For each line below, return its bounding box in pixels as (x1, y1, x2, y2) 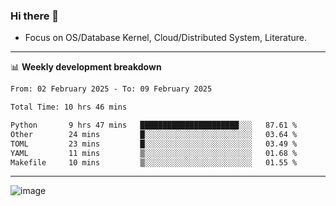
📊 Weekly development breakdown (10, 61, 162, 73)
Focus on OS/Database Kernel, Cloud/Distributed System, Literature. (24, 32, 308, 44)
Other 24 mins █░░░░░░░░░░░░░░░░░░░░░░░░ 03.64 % (10, 129, 298, 139)
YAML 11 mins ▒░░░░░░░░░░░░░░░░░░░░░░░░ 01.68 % (10, 148, 298, 158)
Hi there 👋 (10, 9, 60, 23)
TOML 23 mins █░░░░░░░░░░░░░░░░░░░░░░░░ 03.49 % (10, 139, 298, 149)
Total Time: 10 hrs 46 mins (10, 102, 128, 113)
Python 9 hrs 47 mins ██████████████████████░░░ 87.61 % (10, 120, 298, 131)
